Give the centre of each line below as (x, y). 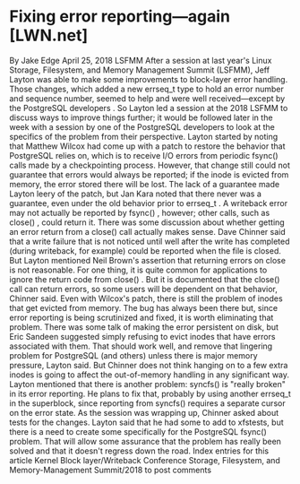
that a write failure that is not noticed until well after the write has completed (150, 241)
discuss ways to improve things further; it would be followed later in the (141, 117)
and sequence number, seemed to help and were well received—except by (147, 98)
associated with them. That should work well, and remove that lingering (141, 346)
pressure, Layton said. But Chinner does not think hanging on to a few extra (149, 365)
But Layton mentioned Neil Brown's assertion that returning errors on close (148, 260)
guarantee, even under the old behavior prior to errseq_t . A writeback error (149, 203)
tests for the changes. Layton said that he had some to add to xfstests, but (146, 422)
